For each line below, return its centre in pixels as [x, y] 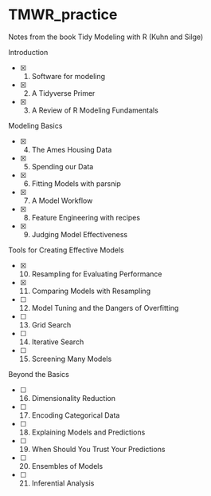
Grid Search [51, 324]
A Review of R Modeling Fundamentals [95, 110]
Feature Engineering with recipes [86, 217]
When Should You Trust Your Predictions [98, 449]
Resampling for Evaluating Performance [97, 274]
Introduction [28, 52]
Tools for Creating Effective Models [66, 250]
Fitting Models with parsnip [76, 183]
